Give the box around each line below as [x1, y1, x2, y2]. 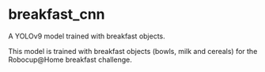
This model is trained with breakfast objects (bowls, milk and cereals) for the [8, 46, 258, 56]
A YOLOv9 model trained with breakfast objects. [8, 31, 166, 41]
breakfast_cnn [8, 5, 105, 23]
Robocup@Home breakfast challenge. [8, 55, 133, 64]
